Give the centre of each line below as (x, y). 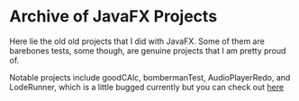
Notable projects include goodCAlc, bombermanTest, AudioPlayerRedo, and (150, 77)
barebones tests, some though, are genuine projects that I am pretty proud (148, 50)
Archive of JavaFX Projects (113, 17)
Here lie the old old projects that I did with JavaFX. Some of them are (137, 41)
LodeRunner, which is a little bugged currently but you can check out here (147, 87)
